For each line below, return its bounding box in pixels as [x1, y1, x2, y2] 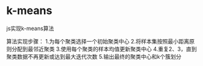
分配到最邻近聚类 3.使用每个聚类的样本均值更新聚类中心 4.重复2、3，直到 [11, 45, 197, 53]
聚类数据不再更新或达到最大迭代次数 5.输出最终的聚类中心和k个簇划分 [6, 53, 182, 60]
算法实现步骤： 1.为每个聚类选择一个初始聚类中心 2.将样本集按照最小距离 [6, 37, 190, 45]
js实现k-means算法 [6, 24, 54, 32]
